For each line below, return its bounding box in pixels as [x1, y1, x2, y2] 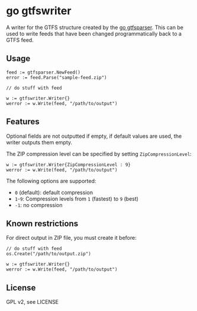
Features [6, 117, 40, 127]
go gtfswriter [6, 4, 72, 18]
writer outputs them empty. [6, 138, 73, 146]
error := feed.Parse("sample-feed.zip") [6, 74, 108, 81]
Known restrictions [6, 218, 79, 229]
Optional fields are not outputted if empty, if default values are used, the [6, 132, 182, 139]
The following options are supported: [6, 177, 96, 185]
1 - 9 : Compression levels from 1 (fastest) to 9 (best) [14, 195, 139, 202]
